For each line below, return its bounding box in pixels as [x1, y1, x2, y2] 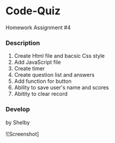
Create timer [14, 65, 45, 72]
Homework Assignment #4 [5, 24, 71, 31]
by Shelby [5, 119, 30, 126]
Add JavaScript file [14, 58, 61, 66]
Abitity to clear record [14, 91, 68, 98]
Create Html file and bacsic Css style [14, 52, 105, 60]
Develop [5, 105, 30, 114]
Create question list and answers [14, 71, 95, 79]
